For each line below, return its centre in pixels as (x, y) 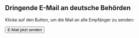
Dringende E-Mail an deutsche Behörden (68, 8)
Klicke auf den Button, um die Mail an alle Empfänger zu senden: (70, 19)
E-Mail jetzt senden (25, 29)
